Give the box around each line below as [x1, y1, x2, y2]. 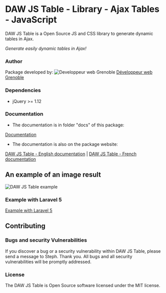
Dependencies [5, 87, 41, 94]
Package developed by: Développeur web [5, 69, 153, 75]
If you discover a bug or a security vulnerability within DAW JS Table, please [5, 248, 161, 254]
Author [5, 58, 23, 65]
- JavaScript [5, 14, 57, 25]
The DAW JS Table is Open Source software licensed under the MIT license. [5, 282, 161, 288]
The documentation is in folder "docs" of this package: [12, 122, 125, 128]
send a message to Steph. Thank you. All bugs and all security [5, 253, 133, 259]
